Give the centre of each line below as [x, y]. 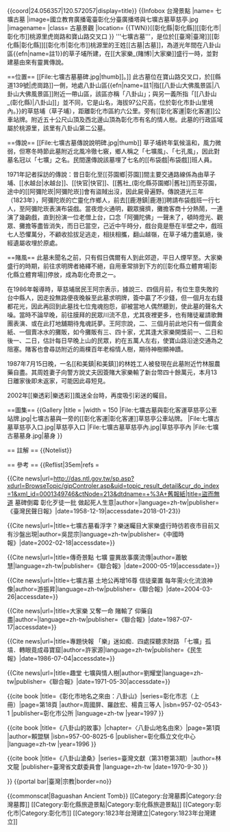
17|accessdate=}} [32, 627]
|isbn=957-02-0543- [193, 705]
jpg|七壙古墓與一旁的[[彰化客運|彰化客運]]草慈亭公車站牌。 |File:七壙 [117, 418]
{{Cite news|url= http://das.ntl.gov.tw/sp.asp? [71, 478]
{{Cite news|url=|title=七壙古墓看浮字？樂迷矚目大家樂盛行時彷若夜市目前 [111, 526]
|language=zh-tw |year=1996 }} [52, 744]
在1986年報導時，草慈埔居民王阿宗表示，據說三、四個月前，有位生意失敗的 [113, 289]
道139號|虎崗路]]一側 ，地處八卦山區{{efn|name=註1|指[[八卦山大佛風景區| [111, 85]
